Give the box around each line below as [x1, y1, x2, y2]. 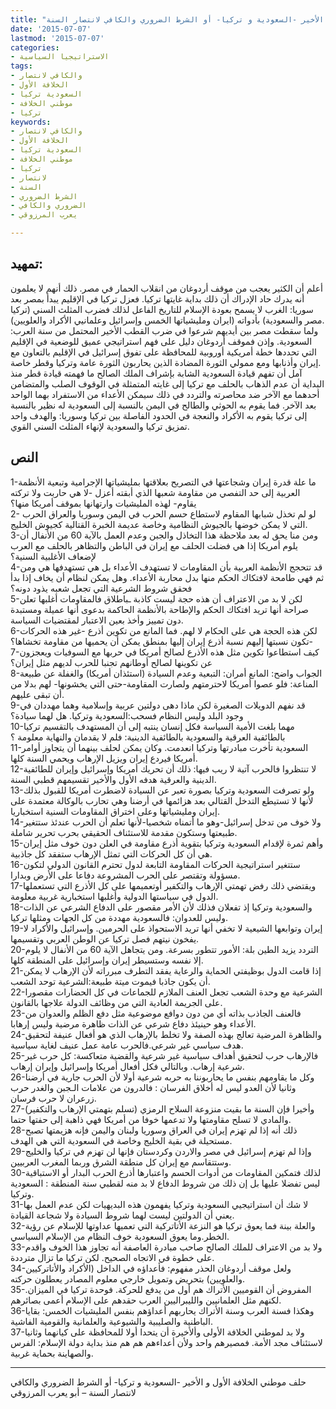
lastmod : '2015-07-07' [10, 33, 105, 43]
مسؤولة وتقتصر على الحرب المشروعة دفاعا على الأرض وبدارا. [10, 869, 241, 881]
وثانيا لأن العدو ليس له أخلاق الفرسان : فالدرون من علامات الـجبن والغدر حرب [10, 1081, 297, 1093]
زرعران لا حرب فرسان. [10, 1092, 97, 1104]
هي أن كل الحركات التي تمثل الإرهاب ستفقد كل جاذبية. [10, 847, 213, 860]
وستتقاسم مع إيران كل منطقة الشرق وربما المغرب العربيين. [10, 1156, 232, 1168]
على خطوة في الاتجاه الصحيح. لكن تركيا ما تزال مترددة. [10, 1251, 215, 1263]
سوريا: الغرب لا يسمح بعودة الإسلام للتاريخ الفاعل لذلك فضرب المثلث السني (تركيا [10, 303, 314, 315]
